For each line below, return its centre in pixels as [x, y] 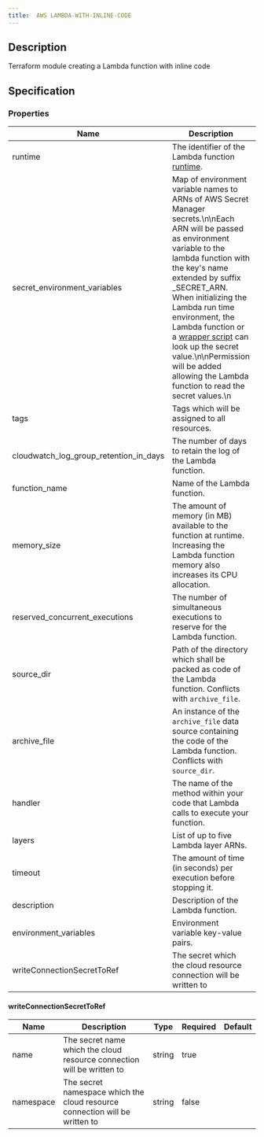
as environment [200, 238]
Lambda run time [203, 308]
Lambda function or [208, 327]
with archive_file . [206, 699]
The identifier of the [209, 147]
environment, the [203, 317]
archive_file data [205, 722]
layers [24, 840]
